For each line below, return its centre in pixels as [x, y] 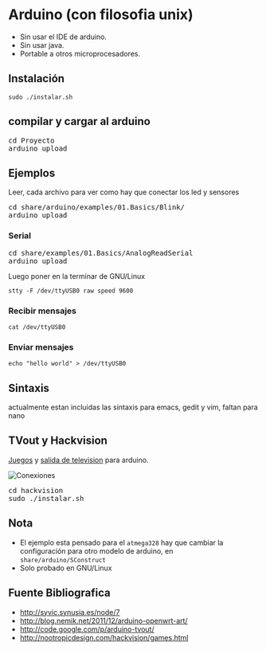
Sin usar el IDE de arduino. [63, 37]
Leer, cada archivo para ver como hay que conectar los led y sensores [124, 192]
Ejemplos [32, 173]
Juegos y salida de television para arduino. [78, 460]
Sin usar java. [42, 45]
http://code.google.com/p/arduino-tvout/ [87, 629]
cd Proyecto [31, 140]
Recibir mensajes [43, 311]
